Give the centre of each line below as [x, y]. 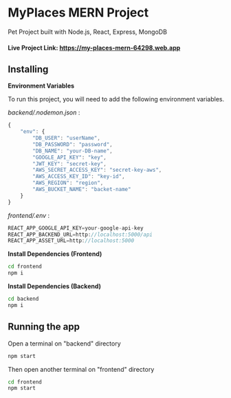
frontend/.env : [29, 215]
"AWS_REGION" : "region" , [68, 183]
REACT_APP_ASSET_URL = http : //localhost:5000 [71, 241]
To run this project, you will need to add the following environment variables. [116, 99]
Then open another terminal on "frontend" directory [81, 369]
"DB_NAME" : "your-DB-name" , [73, 151]
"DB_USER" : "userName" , [66, 138]
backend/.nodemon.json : [44, 112]
